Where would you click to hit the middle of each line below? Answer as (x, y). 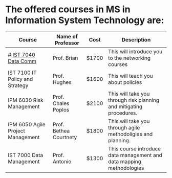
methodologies (126, 168)
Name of (67, 36)
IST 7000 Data (26, 155)
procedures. (123, 113)
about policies (125, 82)
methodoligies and (131, 134)
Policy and (20, 79)
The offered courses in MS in (68, 9)
